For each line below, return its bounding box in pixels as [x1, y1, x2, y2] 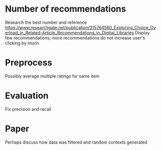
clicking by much [5, 40, 39, 46]
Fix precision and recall [5, 106, 52, 112]
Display [134, 30, 150, 35]
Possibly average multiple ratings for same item [5, 73, 100, 79]
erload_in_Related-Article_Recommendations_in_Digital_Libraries [5, 30, 134, 35]
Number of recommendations [5, 3, 126, 15]
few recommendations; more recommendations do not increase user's [5, 35, 146, 41]
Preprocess [5, 57, 52, 68]
